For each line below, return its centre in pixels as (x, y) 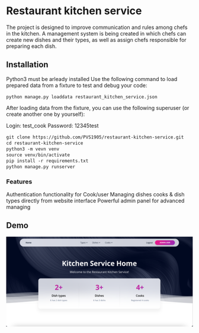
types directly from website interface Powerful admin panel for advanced (95, 201)
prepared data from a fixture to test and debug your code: (77, 85)
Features (19, 182)
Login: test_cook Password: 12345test (52, 125)
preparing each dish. (31, 46)
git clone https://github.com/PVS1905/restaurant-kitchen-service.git (95, 137)
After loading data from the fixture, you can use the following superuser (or (98, 108)
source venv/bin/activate (38, 155)
